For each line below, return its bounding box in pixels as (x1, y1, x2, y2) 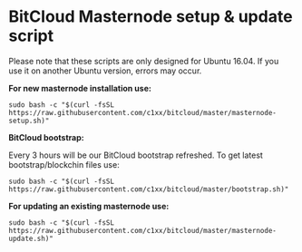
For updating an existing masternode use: (8, 200, 170, 211)
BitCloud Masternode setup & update (8, 6, 293, 27)
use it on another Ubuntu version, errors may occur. (8, 65, 202, 76)
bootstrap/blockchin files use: (8, 159, 120, 170)
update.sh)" (8, 234, 54, 243)
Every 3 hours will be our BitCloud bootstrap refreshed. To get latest (8, 150, 264, 160)
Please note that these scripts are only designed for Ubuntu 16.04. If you (8, 55, 279, 66)
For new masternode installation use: (8, 82, 151, 93)
